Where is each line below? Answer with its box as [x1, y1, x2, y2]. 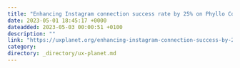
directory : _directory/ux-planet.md [7, 50, 116, 57]
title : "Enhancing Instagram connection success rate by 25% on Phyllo [7, 10, 225, 18]
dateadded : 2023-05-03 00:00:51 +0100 [7, 23, 123, 30]
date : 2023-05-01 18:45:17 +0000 [7, 17, 107, 24]
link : [7, 37, 24, 44]
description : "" [7, 30, 56, 38]
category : [7, 43, 37, 50]
